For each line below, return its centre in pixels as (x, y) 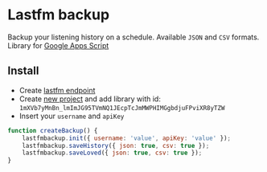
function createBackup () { (53, 130)
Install (23, 71)
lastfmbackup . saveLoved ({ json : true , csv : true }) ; (112, 153)
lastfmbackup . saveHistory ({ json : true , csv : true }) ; (116, 145)
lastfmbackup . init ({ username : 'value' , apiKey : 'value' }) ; (127, 138)
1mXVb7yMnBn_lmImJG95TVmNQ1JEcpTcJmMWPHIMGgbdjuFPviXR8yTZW (122, 108)
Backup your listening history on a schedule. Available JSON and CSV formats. (133, 37)
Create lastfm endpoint (57, 90)
